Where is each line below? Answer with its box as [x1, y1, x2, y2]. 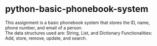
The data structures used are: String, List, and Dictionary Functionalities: [5, 30, 153, 36]
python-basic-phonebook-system [5, 3, 149, 15]
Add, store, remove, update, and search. [5, 35, 87, 41]
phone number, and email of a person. [5, 24, 83, 30]
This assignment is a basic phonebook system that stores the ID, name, [5, 20, 150, 25]
